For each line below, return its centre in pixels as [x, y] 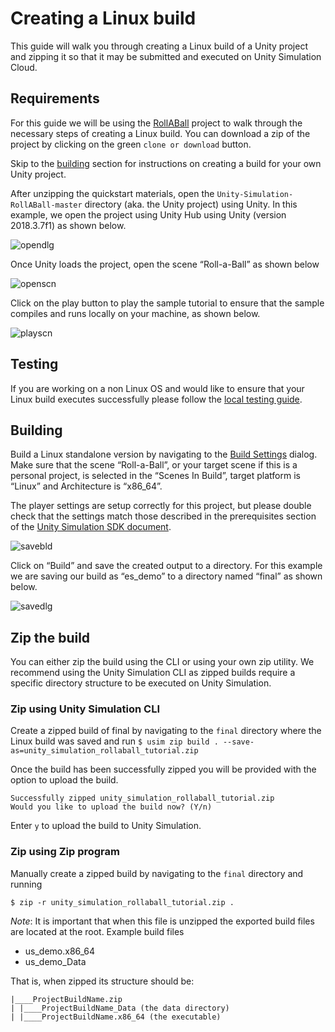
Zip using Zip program [65, 852]
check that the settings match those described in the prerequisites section [163, 516]
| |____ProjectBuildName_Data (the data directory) [120, 1008]
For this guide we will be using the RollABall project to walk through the [156, 123]
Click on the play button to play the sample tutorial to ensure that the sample [167, 303]
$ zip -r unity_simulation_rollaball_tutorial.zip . [122, 902]
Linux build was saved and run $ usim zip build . [114, 741]
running [26, 884]
